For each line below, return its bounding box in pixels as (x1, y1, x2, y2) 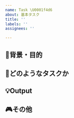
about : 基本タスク (5, 12, 40, 17)
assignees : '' (5, 26, 35, 31)
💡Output (5, 87, 32, 95)
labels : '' (5, 21, 28, 27)
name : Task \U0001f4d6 (5, 7, 52, 13)
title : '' (5, 17, 26, 22)
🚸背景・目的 (5, 50, 42, 59)
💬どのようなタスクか (5, 69, 69, 78)
